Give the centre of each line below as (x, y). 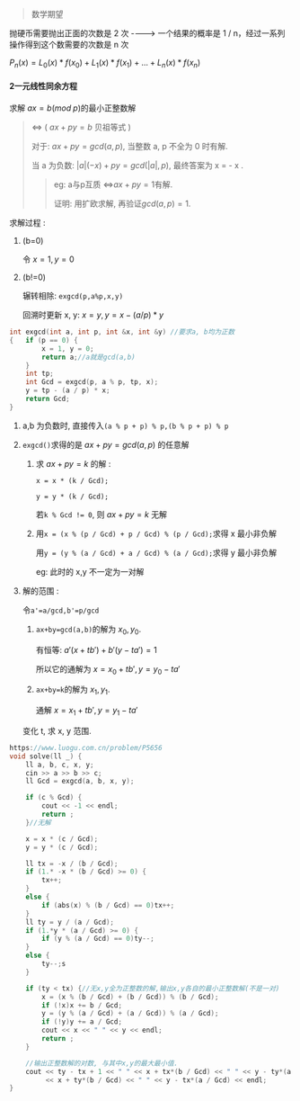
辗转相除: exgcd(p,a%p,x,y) (73, 295)
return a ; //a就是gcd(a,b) (89, 357)
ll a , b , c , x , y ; (60, 765)
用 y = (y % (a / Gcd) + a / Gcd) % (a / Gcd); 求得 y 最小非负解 (156, 552)
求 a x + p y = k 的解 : (73, 463)
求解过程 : (27, 223)
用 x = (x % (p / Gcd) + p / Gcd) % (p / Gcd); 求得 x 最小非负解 (156, 533)
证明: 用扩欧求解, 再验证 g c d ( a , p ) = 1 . (122, 203)
